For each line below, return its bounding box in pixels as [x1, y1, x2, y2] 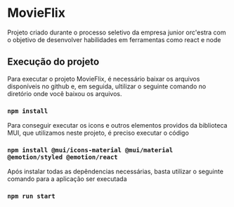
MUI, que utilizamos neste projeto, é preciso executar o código [7, 128, 190, 138]
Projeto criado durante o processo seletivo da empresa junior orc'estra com [7, 28, 226, 36]
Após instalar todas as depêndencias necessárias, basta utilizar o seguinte [7, 167, 223, 176]
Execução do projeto [7, 56, 100, 68]
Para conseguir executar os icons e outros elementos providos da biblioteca [7, 121, 228, 130]
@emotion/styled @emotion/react [7, 153, 118, 161]
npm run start [7, 192, 56, 201]
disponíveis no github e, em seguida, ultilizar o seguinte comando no [7, 82, 207, 91]
